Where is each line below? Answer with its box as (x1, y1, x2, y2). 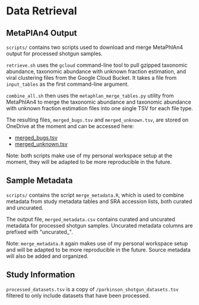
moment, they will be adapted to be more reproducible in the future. (6, 158, 172, 165)
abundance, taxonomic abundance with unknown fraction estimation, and (6, 68, 186, 75)
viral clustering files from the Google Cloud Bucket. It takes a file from (6, 74, 177, 81)
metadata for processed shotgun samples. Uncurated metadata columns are (6, 222, 193, 229)
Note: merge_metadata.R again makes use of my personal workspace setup (6, 239, 188, 247)
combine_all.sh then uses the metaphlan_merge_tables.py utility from (6, 92, 174, 99)
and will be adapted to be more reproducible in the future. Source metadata (6, 246, 191, 253)
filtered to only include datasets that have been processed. (6, 292, 150, 299)
